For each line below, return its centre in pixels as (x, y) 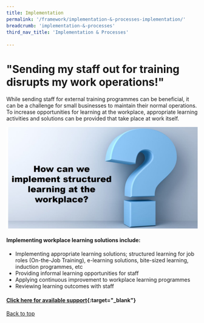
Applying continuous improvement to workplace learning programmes (103, 280)
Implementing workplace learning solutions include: (73, 240)
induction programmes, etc (49, 267)
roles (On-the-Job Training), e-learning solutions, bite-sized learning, (102, 260)
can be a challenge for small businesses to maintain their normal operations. (102, 106)
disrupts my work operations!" (85, 82)
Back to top (21, 314)
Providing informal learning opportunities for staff (77, 273)
